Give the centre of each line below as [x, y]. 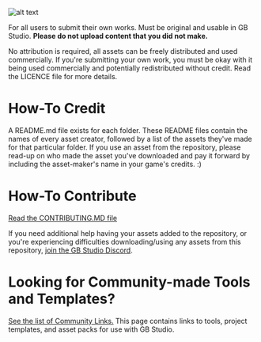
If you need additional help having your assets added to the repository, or [128, 233]
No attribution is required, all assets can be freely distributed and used [123, 51]
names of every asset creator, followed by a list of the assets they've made [130, 139]
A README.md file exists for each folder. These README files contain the [128, 130]
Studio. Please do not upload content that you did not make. [108, 36]
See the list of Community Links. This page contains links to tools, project [128, 321]
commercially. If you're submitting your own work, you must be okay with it [130, 60]
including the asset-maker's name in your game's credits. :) [105, 164]
